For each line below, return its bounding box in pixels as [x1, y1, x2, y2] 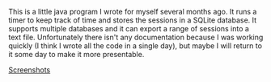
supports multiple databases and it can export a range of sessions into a [8, 24, 249, 33]
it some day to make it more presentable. [8, 50, 145, 59]
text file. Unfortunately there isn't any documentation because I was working [8, 32, 264, 42]
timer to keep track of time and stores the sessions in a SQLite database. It [8, 15, 257, 25]
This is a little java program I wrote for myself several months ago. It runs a [8, 7, 257, 16]
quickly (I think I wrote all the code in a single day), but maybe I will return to [8, 41, 263, 51]
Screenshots [8, 65, 51, 75]
